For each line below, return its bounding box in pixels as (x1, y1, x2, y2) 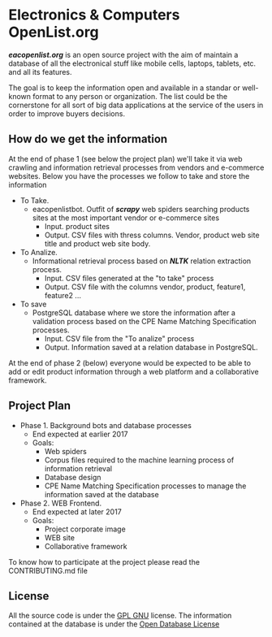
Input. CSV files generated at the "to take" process (44, 273, 214, 283)
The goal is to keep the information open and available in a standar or (8, 83, 241, 93)
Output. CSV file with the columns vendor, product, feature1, (44, 282, 246, 292)
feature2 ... (44, 290, 81, 300)
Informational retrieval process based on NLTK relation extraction (32, 256, 252, 266)
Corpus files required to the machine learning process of (44, 455, 235, 465)
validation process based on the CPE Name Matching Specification (32, 316, 257, 326)
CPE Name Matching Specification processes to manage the (44, 481, 247, 491)
